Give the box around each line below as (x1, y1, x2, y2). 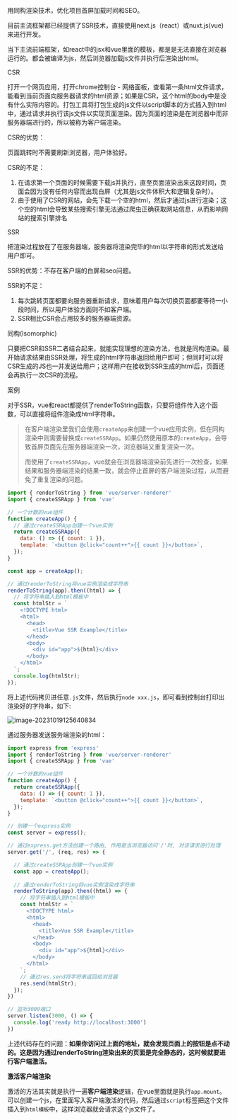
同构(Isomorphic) (7, 329, 58, 338)
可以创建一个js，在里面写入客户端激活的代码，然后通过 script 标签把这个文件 (7, 1096, 229, 1104)
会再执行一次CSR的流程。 (7, 371, 83, 379)
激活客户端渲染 (7, 1072, 51, 1080)
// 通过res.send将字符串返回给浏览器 (20, 973, 119, 981)
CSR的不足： (7, 164, 45, 171)
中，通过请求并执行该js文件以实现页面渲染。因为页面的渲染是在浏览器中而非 (7, 109, 229, 118)
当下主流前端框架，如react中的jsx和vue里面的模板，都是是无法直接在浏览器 (7, 45, 227, 53)
